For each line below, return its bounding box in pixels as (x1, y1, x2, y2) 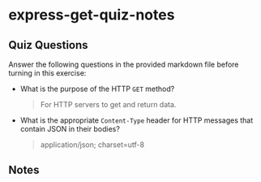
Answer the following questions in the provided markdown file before (8, 59, 239, 69)
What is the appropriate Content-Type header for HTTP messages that (19, 115, 254, 125)
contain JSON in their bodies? (19, 124, 120, 133)
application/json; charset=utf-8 (40, 140, 144, 149)
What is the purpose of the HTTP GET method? (19, 84, 175, 93)
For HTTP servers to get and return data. (40, 100, 177, 109)
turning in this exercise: (8, 68, 87, 78)
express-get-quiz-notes (8, 6, 175, 24)
